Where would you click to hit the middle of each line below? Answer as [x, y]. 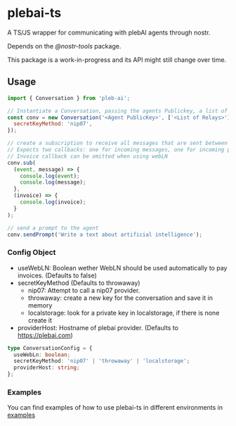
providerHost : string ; [47, 368]
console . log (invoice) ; [53, 202]
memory [40, 305]
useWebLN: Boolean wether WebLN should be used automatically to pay [122, 268]
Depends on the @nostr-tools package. [64, 46]
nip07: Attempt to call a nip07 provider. [84, 290]
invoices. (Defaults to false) [57, 275]
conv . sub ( [22, 163]
